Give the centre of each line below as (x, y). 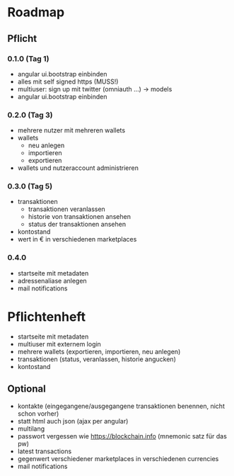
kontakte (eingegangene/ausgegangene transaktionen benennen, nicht (121, 406)
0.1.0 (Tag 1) (28, 59)
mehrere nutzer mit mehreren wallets (71, 130)
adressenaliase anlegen (52, 280)
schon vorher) (38, 413)
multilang (31, 429)
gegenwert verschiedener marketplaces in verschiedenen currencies (118, 458)
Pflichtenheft (47, 317)
